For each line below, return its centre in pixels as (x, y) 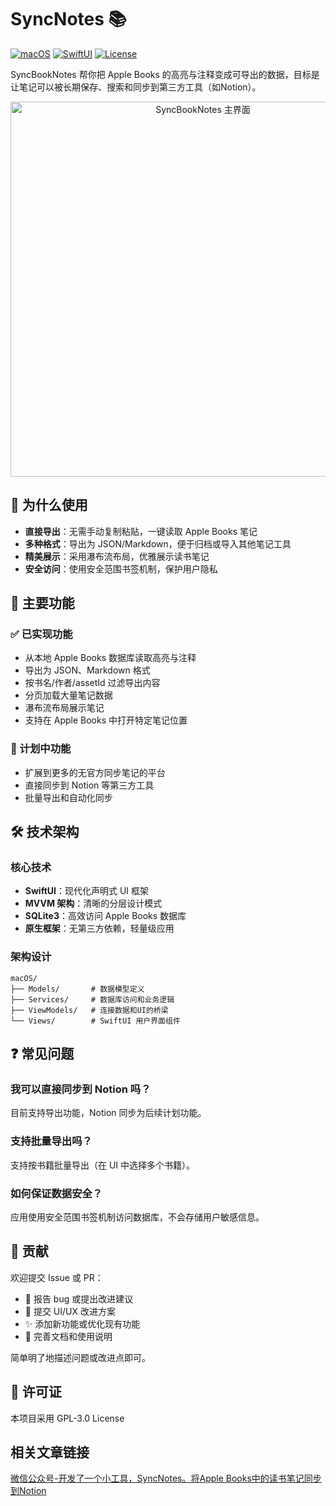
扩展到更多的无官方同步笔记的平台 (95, 772)
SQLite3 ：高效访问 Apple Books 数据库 (105, 916)
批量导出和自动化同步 (68, 797)
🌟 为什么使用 (49, 505)
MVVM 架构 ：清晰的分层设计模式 (93, 903)
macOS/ (24, 978)
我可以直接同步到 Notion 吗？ (81, 1089)
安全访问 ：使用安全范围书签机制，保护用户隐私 (121, 568)
